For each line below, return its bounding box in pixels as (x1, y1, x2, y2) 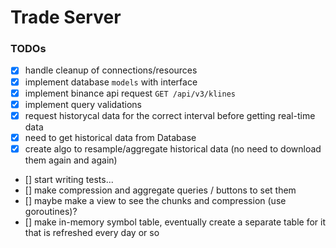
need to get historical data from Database (24, 131, 197, 143)
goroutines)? (24, 205, 78, 217)
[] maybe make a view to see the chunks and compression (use (24, 194, 287, 206)
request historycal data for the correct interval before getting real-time (24, 109, 316, 121)
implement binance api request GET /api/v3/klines (24, 87, 236, 99)
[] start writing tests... (24, 173, 114, 185)
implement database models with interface (24, 76, 198, 88)
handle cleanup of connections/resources (24, 64, 198, 76)
